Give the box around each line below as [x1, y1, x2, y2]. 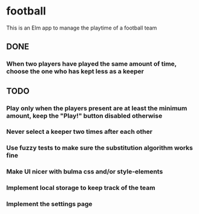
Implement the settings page [6, 200, 93, 209]
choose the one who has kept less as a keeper [6, 68, 144, 76]
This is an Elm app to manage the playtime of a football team [6, 24, 157, 31]
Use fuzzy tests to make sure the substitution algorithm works [6, 143, 194, 152]
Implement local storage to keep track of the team [6, 184, 155, 192]
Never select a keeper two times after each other [6, 128, 153, 136]
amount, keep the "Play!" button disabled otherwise [6, 112, 163, 120]
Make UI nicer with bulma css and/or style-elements [6, 168, 163, 176]
